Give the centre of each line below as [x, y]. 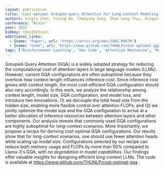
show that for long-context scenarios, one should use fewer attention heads [81, 136]
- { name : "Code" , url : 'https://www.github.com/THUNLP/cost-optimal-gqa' [86, 46]
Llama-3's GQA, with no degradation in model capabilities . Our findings [77, 152]
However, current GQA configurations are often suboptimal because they [78, 74]
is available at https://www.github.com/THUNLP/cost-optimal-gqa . [73, 162]
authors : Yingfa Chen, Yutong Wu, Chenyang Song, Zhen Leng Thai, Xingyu [82, 18]
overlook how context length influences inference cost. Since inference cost [82, 79]
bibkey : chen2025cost [27, 32]
